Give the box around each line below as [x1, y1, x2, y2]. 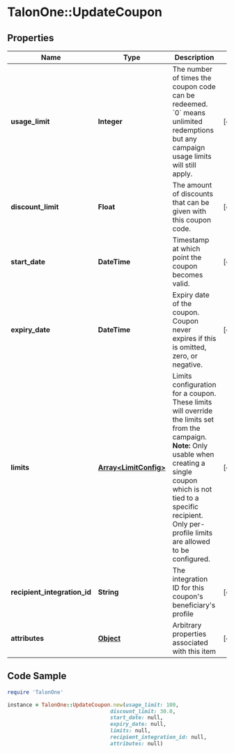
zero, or [172, 351, 198, 360]
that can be [172, 198, 210, 207]
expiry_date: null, [110, 721, 167, 728]
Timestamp [172, 235, 210, 245]
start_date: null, [110, 714, 164, 722]
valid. [172, 279, 190, 288]
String [97, 587, 119, 597]
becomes [172, 270, 203, 280]
